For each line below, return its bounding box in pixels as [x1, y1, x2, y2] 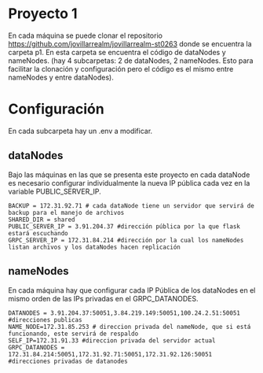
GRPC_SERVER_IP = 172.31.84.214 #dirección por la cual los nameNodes [8, 236, 244, 244]
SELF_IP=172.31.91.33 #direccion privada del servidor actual [8, 336, 216, 345]
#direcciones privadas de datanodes [8, 357, 128, 365]
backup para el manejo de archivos [8, 209, 125, 216]
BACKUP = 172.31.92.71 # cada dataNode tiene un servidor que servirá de [8, 201, 255, 209]
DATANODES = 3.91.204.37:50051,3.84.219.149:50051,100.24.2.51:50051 [8, 308, 241, 317]
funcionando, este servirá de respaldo [8, 330, 139, 338]
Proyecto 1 [8, 5, 78, 23]
